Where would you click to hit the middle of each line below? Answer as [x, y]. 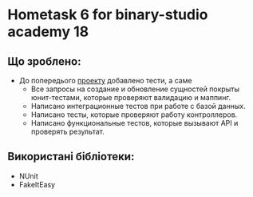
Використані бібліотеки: [71, 157]
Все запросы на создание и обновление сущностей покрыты [135, 89]
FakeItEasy [37, 184]
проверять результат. [68, 131]
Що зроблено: [44, 61]
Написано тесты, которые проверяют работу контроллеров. [134, 115]
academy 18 [48, 32]
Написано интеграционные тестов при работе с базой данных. [138, 106]
